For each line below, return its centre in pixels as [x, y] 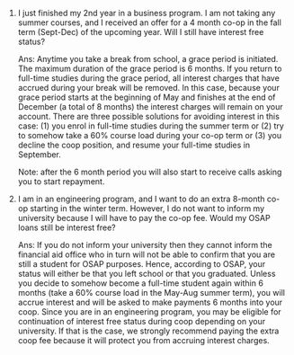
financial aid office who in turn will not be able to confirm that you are [147, 254]
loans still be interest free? [67, 227]
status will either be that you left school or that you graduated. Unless [147, 274]
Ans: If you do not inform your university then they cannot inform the [145, 245]
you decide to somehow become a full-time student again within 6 [140, 283]
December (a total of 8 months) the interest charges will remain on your [150, 106]
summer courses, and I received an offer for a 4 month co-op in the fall [149, 22]
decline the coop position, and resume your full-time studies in [134, 145]
